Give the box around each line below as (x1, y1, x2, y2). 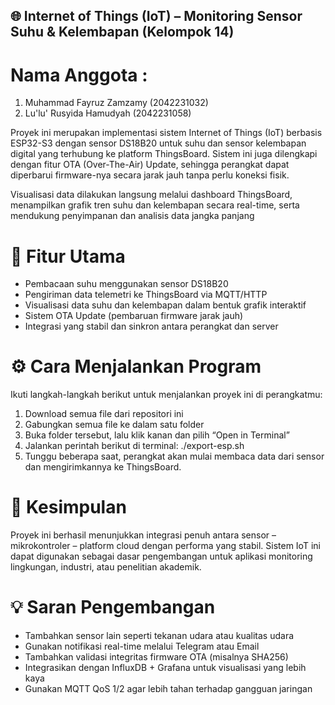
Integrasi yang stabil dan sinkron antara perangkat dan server (24, 320, 279, 333)
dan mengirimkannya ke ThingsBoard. (24, 461, 182, 473)
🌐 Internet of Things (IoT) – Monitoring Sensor (10, 8, 303, 25)
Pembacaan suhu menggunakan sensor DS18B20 (24, 278, 229, 290)
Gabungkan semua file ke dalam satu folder (24, 419, 205, 431)
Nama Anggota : (10, 64, 148, 86)
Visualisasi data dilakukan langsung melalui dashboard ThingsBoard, (10, 189, 293, 201)
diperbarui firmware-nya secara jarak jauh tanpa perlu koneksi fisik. (10, 169, 290, 181)
